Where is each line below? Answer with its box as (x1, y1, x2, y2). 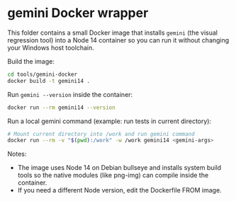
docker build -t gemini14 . (7, 77, 91, 84)
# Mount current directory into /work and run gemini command (7, 130, 195, 137)
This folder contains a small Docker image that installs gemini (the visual (7, 28, 218, 37)
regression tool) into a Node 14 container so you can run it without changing (7, 35, 230, 44)
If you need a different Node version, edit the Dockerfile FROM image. (17, 186, 222, 195)
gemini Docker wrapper (7, 5, 149, 21)
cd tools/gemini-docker (7, 71, 78, 78)
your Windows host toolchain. (7, 43, 94, 52)
